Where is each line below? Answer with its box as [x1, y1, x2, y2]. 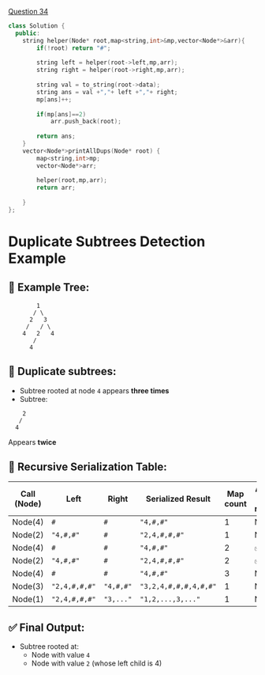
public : [15, 29, 41, 37]
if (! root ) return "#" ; [36, 44, 111, 52]
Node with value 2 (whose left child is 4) [31, 658, 162, 668]
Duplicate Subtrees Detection [8, 233, 206, 250]
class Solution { [8, 22, 65, 30]
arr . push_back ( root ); [50, 118, 122, 126]
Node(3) [12, 581, 44, 592]
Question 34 [8, 7, 49, 16]
